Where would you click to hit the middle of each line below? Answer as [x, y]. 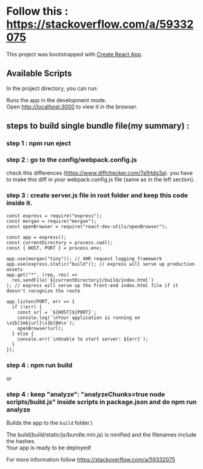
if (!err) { [27, 307]
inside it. [20, 203]
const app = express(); [37, 237]
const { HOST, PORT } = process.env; [54, 248]
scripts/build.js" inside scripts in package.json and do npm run [101, 402]
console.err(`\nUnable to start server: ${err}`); [83, 339]
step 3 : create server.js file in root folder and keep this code [97, 195]
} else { [23, 334]
